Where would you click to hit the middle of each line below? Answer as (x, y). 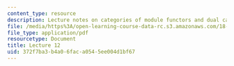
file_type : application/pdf (48, 33)
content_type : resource (42, 13)
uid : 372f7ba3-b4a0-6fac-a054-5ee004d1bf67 (71, 52)
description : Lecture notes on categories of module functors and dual (113, 20)
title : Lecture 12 (34, 45)
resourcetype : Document (42, 39)
